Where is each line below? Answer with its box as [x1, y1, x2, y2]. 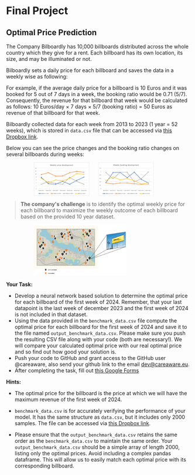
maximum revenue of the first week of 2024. [14, 396, 122, 403]
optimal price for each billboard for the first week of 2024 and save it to [14, 324, 187, 331]
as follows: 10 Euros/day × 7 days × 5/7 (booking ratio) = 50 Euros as [6, 103, 173, 110]
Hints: [6, 378, 22, 385]
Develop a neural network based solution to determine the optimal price [14, 292, 188, 300]
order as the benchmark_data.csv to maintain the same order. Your [14, 437, 173, 445]
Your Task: [6, 281, 33, 288]
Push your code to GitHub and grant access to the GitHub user [14, 355, 166, 362]
